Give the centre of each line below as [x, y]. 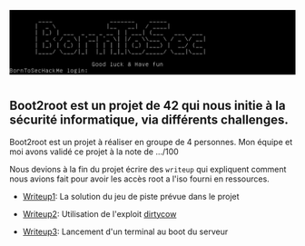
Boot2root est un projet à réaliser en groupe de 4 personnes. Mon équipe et [151, 142]
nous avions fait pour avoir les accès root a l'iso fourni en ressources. [139, 179]
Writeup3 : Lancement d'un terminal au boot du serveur [125, 231]
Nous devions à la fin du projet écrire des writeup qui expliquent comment [148, 169]
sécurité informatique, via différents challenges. [149, 120]
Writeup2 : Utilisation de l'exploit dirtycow [99, 213]
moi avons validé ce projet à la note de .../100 [94, 152]
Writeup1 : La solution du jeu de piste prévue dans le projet [131, 196]
